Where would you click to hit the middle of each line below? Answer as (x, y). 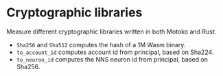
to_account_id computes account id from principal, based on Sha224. (115, 52)
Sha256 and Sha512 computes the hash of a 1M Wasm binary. (101, 45)
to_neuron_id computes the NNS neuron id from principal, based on (112, 59)
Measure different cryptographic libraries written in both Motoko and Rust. (111, 31)
